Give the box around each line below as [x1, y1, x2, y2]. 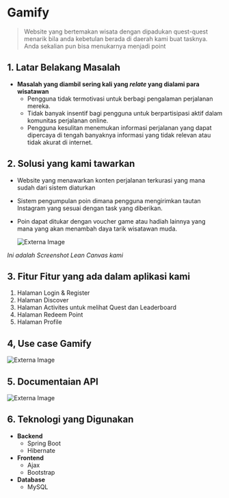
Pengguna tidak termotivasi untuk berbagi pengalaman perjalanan [27, 94, 213, 103]
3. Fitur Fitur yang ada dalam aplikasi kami [7, 270, 190, 282]
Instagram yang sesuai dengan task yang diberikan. [16, 204, 163, 212]
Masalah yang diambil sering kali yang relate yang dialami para [16, 80, 200, 88]
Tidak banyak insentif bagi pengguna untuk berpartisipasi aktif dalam [27, 109, 223, 117]
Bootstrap [27, 468, 55, 476]
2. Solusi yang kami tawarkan [7, 158, 135, 170]
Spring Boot [27, 439, 62, 447]
